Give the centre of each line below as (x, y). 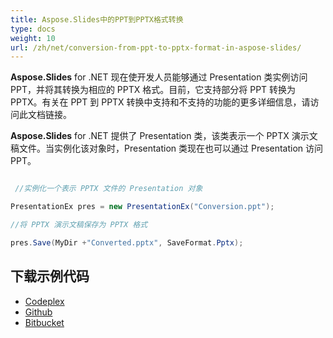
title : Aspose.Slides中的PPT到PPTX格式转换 (97, 19)
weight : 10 (33, 38)
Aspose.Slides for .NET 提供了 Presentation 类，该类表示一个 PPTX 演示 (160, 136)
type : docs (33, 29)
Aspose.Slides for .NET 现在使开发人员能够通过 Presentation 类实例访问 (159, 77)
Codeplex (44, 301)
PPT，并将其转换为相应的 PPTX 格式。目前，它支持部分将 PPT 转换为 (153, 90)
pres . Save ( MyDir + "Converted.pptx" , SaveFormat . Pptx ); (127, 242)
